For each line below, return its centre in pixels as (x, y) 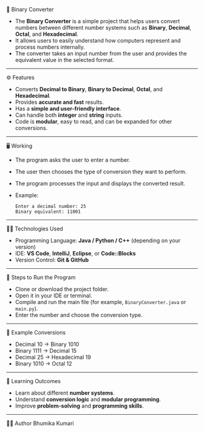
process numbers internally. (50, 47)
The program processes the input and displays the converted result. (100, 183)
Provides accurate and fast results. (59, 102)
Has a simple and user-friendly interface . (68, 109)
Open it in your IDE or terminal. (53, 296)
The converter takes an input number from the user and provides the (101, 54)
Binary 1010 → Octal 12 (43, 364)
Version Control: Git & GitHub (52, 260)
